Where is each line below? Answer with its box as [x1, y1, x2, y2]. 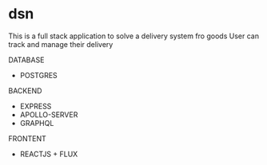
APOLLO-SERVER [19, 109, 78, 120]
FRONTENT [8, 133, 46, 143]
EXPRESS [19, 101, 52, 111]
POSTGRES [19, 70, 58, 80]
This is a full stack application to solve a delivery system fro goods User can [8, 31, 260, 41]
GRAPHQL [19, 118, 54, 128]
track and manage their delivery [8, 39, 114, 49]
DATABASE [8, 55, 45, 65]
